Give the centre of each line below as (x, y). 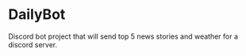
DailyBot (37, 15)
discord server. (33, 44)
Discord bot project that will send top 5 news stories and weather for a (123, 36)
